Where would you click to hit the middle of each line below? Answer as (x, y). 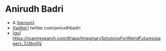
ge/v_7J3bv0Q (27, 43)
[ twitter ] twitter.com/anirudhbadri (46, 27)
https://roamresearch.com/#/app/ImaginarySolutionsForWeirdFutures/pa (86, 38)
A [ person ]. (24, 23)
